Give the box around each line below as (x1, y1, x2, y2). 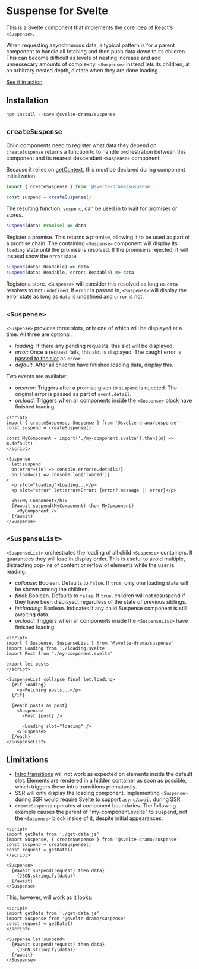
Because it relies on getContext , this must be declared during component (6, 166, 185, 173)
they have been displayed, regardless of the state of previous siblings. (14, 598, 187, 605)
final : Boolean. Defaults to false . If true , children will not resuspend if (14, 592, 185, 599)
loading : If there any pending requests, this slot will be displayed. (14, 342, 174, 349)
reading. (6, 568, 27, 575)
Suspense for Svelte (6, 4, 108, 18)
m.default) (6, 441, 33, 446)
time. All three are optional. (6, 331, 72, 338)
